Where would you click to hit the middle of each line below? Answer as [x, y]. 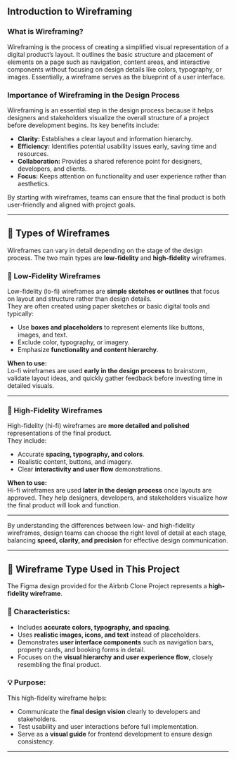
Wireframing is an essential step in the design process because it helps [110, 110]
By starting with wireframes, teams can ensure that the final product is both [117, 197]
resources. [33, 153]
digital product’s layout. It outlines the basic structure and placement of [110, 54]
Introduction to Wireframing [70, 12]
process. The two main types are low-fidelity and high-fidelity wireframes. [117, 258]
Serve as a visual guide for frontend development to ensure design [115, 734]
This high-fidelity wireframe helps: [57, 698]
